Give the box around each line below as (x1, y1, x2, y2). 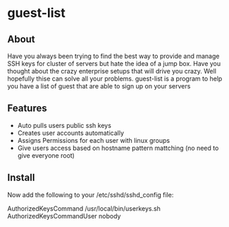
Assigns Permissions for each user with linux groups (17, 136, 171, 144)
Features (7, 103, 47, 115)
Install (7, 172, 35, 184)
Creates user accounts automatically (17, 129, 125, 137)
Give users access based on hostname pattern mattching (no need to (17, 144, 219, 152)
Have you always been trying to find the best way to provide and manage (7, 52, 220, 60)
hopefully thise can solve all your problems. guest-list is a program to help (7, 74, 223, 83)
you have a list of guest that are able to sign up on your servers (7, 82, 191, 90)
